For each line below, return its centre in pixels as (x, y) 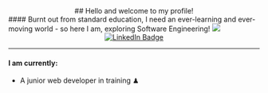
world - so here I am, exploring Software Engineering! (122, 29)
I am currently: (33, 63)
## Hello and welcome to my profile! (134, 11)
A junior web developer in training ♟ (79, 80)
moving (21, 29)
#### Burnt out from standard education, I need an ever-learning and (122, 19)
